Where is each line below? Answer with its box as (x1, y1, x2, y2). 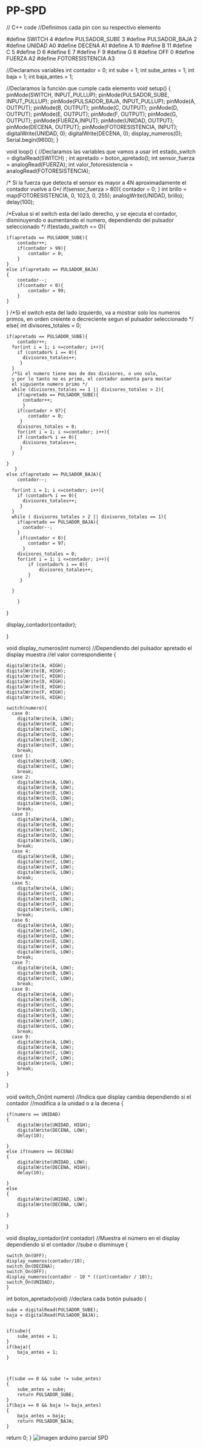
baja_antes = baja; (17, 1412, 67, 1419)
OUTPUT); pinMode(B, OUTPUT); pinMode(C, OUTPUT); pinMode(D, (6, 104, 179, 111)
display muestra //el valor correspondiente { (6, 651, 116, 658)
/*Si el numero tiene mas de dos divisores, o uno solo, (12, 370, 159, 376)
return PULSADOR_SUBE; (17, 1391, 75, 1397)
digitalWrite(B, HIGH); (6, 668, 67, 674)
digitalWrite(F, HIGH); (6, 689, 67, 695)
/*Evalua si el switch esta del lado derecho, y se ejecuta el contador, (6, 210, 178, 217)
